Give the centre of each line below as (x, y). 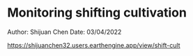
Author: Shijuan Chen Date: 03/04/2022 (64, 32)
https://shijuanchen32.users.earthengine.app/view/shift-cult (94, 45)
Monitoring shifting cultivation (97, 13)
